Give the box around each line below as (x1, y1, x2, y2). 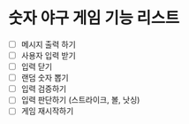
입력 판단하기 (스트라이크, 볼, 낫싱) (20, 95, 140, 105)
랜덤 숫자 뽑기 (20, 73, 69, 83)
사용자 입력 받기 (20, 50, 76, 60)
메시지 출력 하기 (20, 39, 76, 50)
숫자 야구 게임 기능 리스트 (8, 8, 180, 28)
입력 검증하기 (20, 83, 67, 94)
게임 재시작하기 (20, 105, 74, 116)
